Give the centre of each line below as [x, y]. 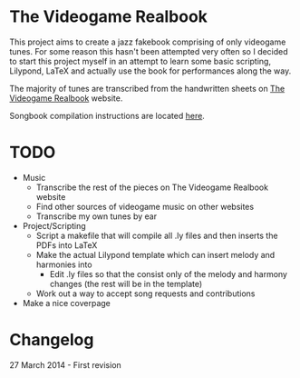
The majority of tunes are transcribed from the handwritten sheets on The [147, 88]
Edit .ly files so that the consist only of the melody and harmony [169, 274]
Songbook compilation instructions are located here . [107, 115]
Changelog [52, 340]
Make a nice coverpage [67, 303]
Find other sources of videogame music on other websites [145, 206]
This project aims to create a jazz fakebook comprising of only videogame [148, 42]
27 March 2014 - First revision [66, 364]
